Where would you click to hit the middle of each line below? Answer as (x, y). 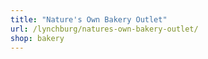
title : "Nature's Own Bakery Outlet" (89, 19)
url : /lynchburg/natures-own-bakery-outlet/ (104, 29)
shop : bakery (37, 38)
